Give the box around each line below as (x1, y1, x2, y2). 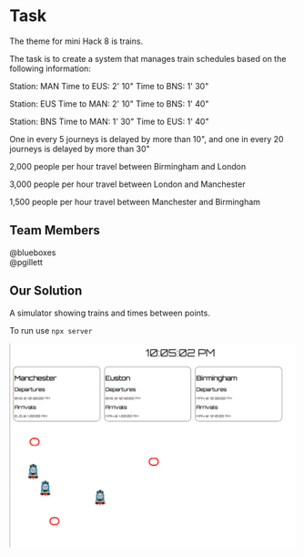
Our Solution (9, 284, 83, 299)
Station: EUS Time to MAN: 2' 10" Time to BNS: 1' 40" (9, 98, 209, 109)
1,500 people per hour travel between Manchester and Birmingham (9, 196, 261, 207)
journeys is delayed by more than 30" (9, 143, 150, 154)
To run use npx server (9, 325, 93, 335)
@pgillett (9, 256, 44, 267)
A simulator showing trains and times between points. (9, 307, 211, 318)
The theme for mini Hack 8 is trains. (9, 36, 144, 46)
